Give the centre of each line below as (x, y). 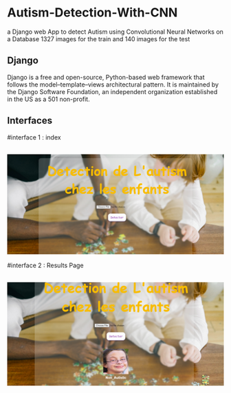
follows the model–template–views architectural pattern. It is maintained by (113, 85)
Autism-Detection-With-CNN (92, 13)
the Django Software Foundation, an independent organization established (112, 91)
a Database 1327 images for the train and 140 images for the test (99, 38)
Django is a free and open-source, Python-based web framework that (106, 77)
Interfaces (30, 121)
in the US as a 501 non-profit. (49, 99)
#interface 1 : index (34, 137)
